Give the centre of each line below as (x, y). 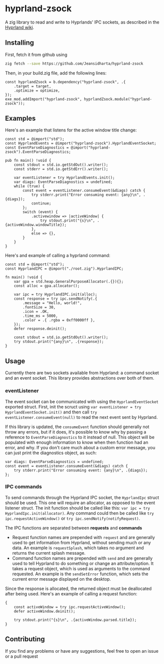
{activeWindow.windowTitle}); (36, 225)
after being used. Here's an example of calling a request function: (71, 593)
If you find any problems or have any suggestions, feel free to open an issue (82, 651)
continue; (41, 204)
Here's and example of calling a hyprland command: (58, 255)
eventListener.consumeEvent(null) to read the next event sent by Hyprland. (82, 417)
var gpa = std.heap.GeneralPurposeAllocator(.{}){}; (69, 282)
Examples (20, 118)
